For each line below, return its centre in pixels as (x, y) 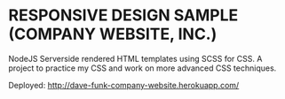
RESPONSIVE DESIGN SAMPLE (123, 15)
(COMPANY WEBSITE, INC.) (113, 34)
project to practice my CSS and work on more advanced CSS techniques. (142, 68)
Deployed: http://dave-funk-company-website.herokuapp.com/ (124, 85)
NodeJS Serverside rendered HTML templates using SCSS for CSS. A (135, 58)
